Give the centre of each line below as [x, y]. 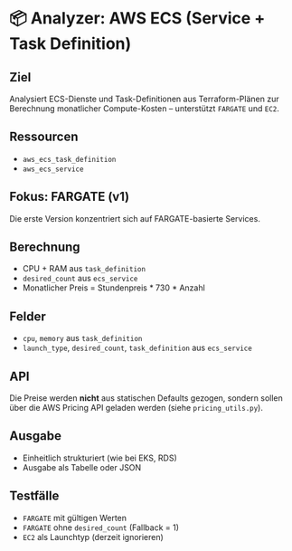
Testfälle [34, 496]
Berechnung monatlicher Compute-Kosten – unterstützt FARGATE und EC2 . [145, 109]
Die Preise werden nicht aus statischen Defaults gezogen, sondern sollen [146, 398]
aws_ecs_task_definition [69, 159]
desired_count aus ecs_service [80, 279]
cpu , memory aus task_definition [82, 338]
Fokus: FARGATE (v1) [70, 197]
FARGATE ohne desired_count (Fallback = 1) [100, 527]
